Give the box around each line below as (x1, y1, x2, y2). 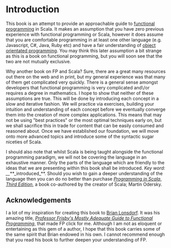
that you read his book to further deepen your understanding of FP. (6, 236, 148, 243)
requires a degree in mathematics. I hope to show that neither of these (6, 90, 154, 96)
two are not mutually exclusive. (6, 58, 71, 64)
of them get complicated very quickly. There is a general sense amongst (6, 79, 158, 85)
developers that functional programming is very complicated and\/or (6, 84, 150, 90)
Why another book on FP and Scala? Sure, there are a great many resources (6, 68, 166, 75)
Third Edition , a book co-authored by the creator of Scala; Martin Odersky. (6, 181, 162, 187)
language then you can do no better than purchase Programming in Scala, (6, 176, 162, 182)
